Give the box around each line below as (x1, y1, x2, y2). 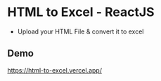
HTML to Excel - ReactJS (7, 4, 155, 20)
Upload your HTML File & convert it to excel (17, 27, 144, 36)
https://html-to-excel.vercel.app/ (7, 66, 102, 74)
